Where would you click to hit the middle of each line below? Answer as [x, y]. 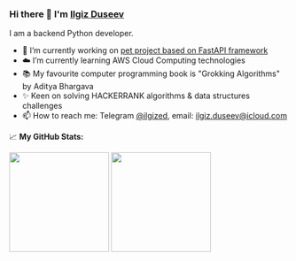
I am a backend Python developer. [72, 34]
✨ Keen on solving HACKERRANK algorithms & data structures [136, 96]
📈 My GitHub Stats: [47, 137]
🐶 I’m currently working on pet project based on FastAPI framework [145, 50]
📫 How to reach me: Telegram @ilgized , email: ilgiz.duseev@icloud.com [155, 116]
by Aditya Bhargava [58, 87]
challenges [42, 106]
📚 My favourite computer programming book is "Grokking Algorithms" [151, 73]
